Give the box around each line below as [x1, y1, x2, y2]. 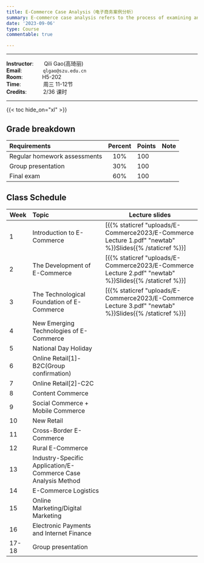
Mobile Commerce [32, 406, 86, 414]
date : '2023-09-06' [6, 20, 56, 26]
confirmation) [32, 369, 72, 377]
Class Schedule [6, 192, 67, 203]
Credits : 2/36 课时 [6, 88, 67, 96]
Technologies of [32, 326, 79, 335]
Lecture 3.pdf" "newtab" [105, 301, 175, 310]
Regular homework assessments [9, 152, 103, 160]
